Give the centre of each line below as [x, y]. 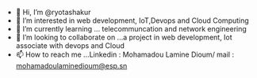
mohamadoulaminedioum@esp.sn [71, 66]
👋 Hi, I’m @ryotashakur [53, 12]
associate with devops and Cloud [70, 46]
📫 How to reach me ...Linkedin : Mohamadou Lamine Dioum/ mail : [125, 54]
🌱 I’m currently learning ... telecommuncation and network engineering [131, 29]
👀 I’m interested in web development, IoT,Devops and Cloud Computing [132, 20]
